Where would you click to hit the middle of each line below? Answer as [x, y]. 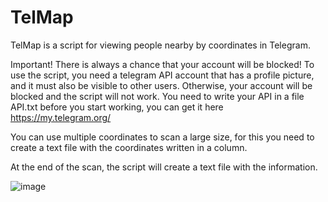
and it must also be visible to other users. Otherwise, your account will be [161, 85]
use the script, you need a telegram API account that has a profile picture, [162, 75]
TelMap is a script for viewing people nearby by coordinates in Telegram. [160, 45]
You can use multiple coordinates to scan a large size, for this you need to [162, 137]
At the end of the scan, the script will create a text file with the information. [164, 167]
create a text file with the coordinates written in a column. [129, 147]
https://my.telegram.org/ [61, 117]
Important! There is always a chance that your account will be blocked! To [162, 64]
